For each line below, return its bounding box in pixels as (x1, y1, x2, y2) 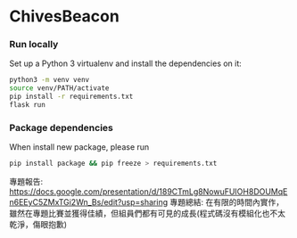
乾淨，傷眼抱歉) (9, 219, 68, 230)
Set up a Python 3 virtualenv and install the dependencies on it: (9, 58, 243, 69)
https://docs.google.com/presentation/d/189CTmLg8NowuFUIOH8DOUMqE (9, 186, 288, 197)
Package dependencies (9, 121, 113, 134)
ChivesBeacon (9, 6, 120, 27)
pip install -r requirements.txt (9, 92, 134, 102)
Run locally (9, 38, 59, 51)
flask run (9, 101, 46, 110)
